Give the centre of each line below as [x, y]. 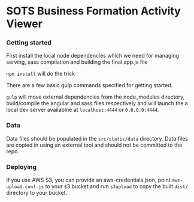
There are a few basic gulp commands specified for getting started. [90, 85]
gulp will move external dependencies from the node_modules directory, [96, 97]
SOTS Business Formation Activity [93, 11]
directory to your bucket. [37, 193]
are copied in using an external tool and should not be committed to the [94, 145]
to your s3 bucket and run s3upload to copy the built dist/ [117, 186]
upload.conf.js [25, 187]
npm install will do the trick [41, 74]
